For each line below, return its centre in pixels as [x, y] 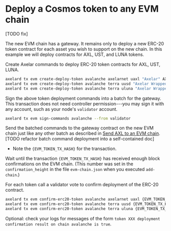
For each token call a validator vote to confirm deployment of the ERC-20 [82, 185]
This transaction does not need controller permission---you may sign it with [85, 104]
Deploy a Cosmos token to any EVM [82, 9]
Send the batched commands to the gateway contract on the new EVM [79, 128]
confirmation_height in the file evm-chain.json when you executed [75, 169]
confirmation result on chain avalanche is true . [59, 224]
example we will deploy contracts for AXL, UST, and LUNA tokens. [75, 54]
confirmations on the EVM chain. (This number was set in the [69, 164]
